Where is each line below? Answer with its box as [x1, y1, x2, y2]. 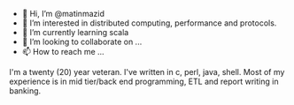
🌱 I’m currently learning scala [21, 27, 129, 37]
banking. [9, 86, 42, 96]
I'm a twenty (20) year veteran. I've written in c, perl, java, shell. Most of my [9, 67, 285, 77]
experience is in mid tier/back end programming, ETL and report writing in [9, 76, 279, 86]
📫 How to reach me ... [21, 47, 104, 56]
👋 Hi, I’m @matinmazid [21, 9, 104, 19]
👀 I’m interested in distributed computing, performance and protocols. [21, 18, 277, 28]
